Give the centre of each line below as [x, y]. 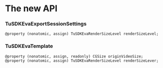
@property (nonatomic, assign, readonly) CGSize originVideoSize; [74, 56]
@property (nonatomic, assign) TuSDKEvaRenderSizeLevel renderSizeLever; [82, 61]
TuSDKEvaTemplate [29, 46]
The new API [31, 9]
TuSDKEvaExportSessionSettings [46, 24]
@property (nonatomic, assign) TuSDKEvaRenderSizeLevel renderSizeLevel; [82, 34]
